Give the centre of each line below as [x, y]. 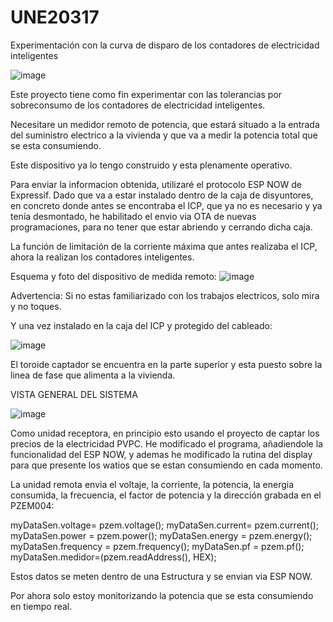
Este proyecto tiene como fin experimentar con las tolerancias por [146, 94]
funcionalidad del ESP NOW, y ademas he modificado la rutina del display [161, 454]
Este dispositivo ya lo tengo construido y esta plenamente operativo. [151, 165]
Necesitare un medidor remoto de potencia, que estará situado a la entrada [165, 124]
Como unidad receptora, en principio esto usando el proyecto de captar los [165, 433]
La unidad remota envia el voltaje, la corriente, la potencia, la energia [152, 484]
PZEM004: [32, 505]
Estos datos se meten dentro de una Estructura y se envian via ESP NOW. [161, 576]
